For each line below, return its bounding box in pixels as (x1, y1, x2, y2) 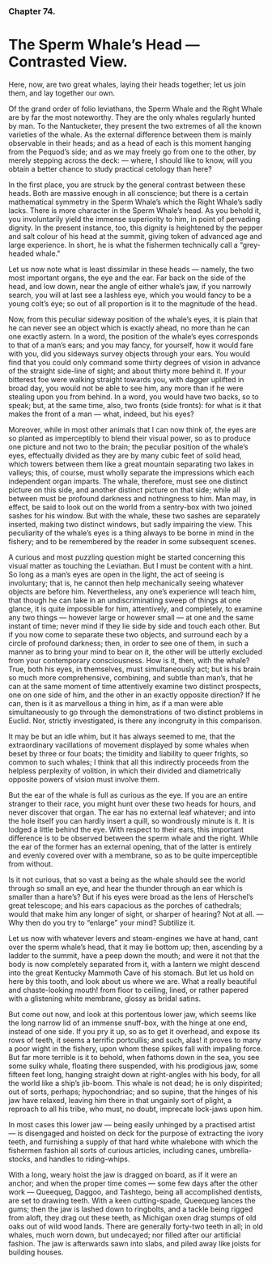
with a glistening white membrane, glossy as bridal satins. (8, 994, 201, 1003)
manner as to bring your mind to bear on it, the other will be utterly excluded (8, 646, 263, 657)
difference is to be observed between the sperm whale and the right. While (8, 833, 259, 843)
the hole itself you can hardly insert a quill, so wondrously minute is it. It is (8, 816, 255, 825)
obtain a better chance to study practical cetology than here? (8, 164, 212, 173)
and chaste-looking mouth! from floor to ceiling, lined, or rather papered (8, 985, 249, 995)
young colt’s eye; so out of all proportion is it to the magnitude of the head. (8, 298, 257, 309)
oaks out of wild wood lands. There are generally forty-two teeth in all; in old (8, 1221, 263, 1231)
